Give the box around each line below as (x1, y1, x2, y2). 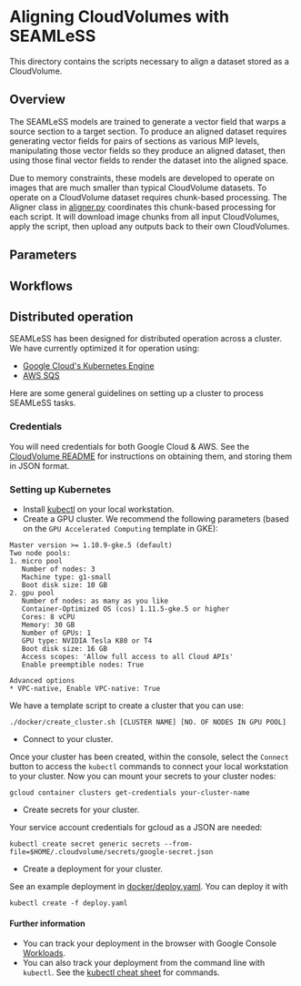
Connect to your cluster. (22, 733, 114, 744)
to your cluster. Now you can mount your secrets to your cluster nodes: (9, 770, 276, 781)
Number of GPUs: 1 (21, 628, 92, 637)
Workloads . (22, 948, 66, 959)
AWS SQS (22, 371, 61, 381)
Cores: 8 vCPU (21, 612, 75, 621)
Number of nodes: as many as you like (21, 596, 169, 605)
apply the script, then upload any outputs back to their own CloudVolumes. (9, 220, 290, 231)
